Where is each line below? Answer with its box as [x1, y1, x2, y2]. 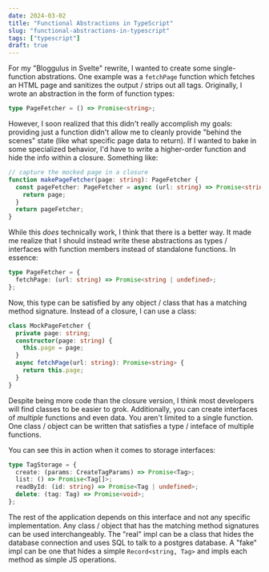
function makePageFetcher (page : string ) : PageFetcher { [8, 175, 199, 184]
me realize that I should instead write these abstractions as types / [8, 236, 228, 246]
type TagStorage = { [8, 461, 78, 469]
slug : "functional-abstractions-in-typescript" [8, 26, 171, 34]
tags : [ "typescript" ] [8, 34, 81, 42]
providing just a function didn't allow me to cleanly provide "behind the [8, 127, 242, 137]
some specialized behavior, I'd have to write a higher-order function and [8, 145, 247, 154]
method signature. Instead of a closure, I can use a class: [8, 306, 197, 316]
